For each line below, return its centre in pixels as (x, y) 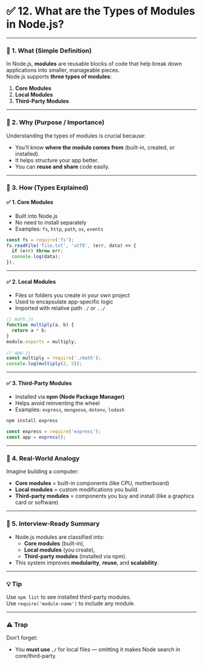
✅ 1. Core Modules (30, 202)
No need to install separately (51, 222)
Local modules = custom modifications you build (76, 489)
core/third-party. (36, 656)
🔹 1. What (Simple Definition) (49, 51)
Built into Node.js (36, 216)
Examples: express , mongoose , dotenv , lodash (70, 410)
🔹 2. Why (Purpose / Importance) (55, 122)
